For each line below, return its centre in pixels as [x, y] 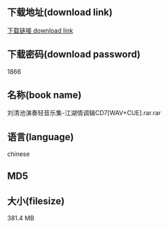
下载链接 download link [40, 30]
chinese [18, 154]
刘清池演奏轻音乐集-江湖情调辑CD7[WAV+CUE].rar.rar [84, 113]
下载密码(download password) [74, 54]
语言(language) [41, 137]
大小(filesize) [36, 201]
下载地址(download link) [60, 12]
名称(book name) [44, 95]
